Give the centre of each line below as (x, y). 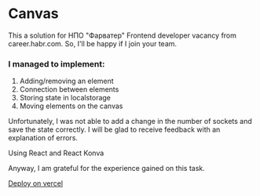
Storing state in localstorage (65, 98)
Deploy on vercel (36, 183)
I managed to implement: (57, 64)
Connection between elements (69, 89)
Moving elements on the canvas (71, 106)
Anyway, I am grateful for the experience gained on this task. (107, 169)
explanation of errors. (43, 138)
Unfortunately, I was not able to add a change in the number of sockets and (130, 122)
